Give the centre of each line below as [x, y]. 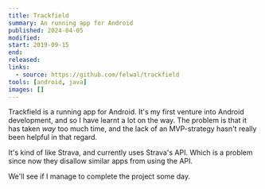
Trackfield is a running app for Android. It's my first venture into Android [126, 112]
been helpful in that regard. [53, 137]
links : [19, 67]
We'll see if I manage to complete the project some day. [99, 176]
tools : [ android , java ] [48, 82]
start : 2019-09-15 [39, 45]
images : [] [26, 89]
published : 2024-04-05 [46, 30]
